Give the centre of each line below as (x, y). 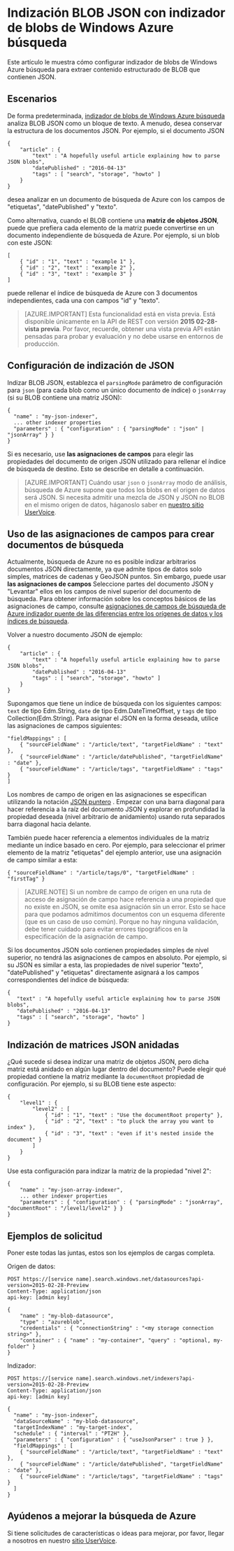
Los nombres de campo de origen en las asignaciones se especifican (107, 794)
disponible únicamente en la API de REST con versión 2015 (109, 321)
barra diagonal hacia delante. (49, 824)
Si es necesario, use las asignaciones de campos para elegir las (101, 454)
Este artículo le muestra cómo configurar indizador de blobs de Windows (112, 62)
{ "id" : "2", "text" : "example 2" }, (78, 267)
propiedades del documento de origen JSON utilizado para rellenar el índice (117, 461)
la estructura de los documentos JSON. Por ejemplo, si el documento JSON (116, 130)
